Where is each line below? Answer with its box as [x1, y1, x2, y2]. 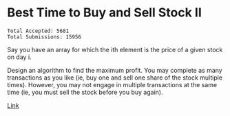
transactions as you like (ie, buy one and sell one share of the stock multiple [7, 73, 222, 82]
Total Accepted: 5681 [7, 27, 70, 34]
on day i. [7, 53, 32, 61]
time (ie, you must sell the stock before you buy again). [7, 88, 163, 96]
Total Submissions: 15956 [7, 33, 81, 40]
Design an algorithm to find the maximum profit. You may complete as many [7, 66, 222, 74]
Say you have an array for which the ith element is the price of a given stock [7, 45, 223, 54]
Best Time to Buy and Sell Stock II [7, 5, 202, 21]
